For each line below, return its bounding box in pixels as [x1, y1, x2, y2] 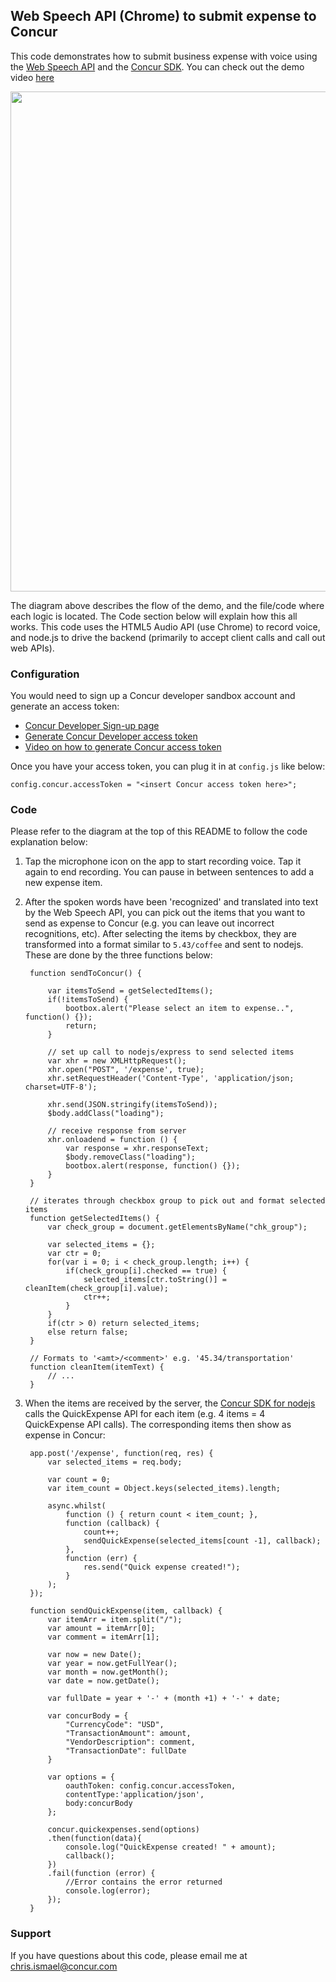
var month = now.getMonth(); [47, 1667, 169, 1678]
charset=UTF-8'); [24, 1082, 98, 1093]
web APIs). [10, 642, 55, 654]
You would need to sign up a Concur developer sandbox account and [10, 690, 296, 702]
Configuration [10, 667, 80, 681]
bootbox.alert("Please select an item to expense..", [65, 1004, 295, 1014]
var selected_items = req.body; [47, 1457, 183, 1468]
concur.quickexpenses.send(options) [47, 1825, 200, 1835]
